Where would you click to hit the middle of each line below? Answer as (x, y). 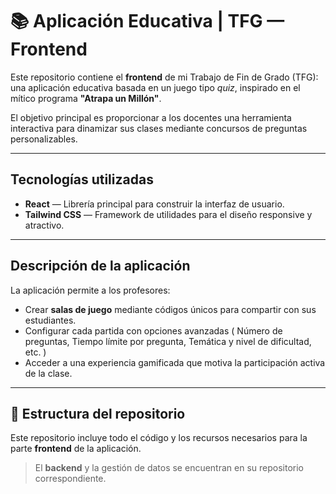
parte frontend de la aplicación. (76, 449)
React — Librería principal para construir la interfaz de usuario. (154, 204)
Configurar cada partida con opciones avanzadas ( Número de (153, 330)
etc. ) (35, 352)
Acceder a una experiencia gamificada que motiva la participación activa (175, 362)
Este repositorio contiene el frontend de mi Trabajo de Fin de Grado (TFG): (164, 77)
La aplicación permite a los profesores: (90, 290)
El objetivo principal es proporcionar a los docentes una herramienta (151, 117)
